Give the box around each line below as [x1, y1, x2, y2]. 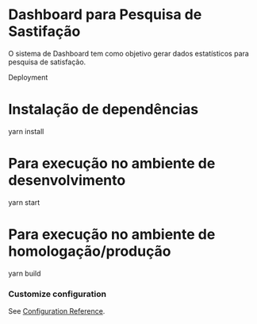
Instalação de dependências [8, 101, 199, 118]
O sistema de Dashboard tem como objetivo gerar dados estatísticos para [8, 48, 250, 58]
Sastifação [8, 22, 81, 40]
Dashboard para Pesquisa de [8, 6, 202, 24]
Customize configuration [8, 288, 107, 299]
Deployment [8, 72, 48, 82]
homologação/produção [8, 242, 171, 260]
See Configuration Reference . [8, 307, 105, 316]
